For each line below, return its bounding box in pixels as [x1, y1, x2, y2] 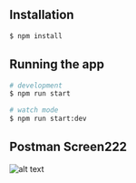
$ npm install [9, 31, 63, 40]
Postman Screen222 [9, 139, 128, 155]
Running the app [9, 56, 104, 72]
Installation [9, 7, 74, 23]
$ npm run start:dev [9, 114, 88, 124]
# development [9, 81, 63, 90]
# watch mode [9, 106, 59, 115]
